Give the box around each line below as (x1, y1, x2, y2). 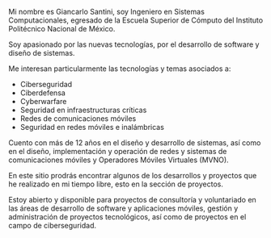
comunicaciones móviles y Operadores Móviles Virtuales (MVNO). (8, 155, 229, 165)
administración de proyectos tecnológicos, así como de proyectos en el (8, 212, 247, 221)
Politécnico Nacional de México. (8, 24, 116, 33)
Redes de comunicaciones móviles (19, 114, 137, 123)
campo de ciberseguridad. (8, 221, 97, 230)
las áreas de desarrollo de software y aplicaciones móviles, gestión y (8, 203, 239, 213)
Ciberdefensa (19, 88, 66, 98)
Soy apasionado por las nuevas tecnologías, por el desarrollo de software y (8, 40, 260, 49)
